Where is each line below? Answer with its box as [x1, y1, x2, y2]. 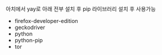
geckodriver [14, 24, 45, 31]
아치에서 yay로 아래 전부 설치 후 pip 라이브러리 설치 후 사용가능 [6, 5, 156, 12]
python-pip [14, 37, 43, 44]
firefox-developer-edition [14, 18, 78, 24]
